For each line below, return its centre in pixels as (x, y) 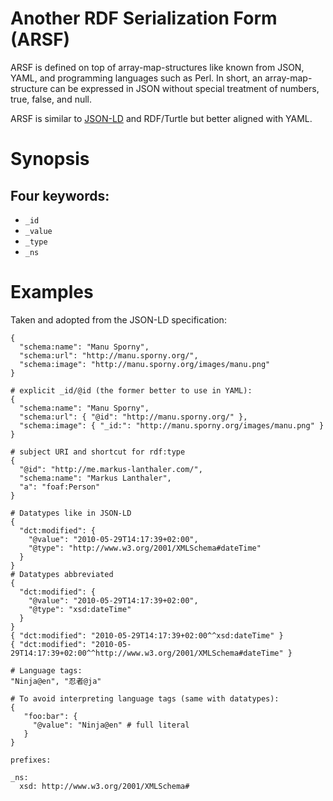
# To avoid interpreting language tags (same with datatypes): (145, 698)
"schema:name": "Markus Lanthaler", (95, 478)
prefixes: (31, 760)
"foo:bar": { (50, 716)
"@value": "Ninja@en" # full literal (111, 725)
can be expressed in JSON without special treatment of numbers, (184, 88)
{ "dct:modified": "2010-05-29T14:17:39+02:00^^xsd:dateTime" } (147, 635)
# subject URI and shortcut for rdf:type (98, 452)
